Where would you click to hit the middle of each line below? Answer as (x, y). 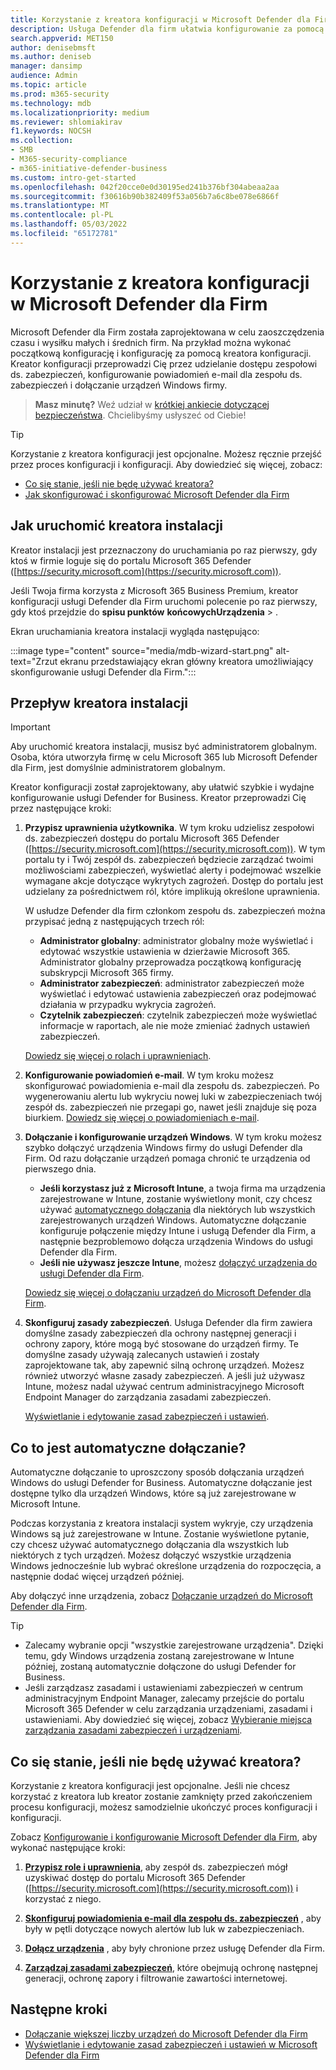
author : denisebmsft (53, 47)
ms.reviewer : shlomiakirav (66, 122)
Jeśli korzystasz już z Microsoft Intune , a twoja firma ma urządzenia (182, 1188)
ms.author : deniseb (51, 57)
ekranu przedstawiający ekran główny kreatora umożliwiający (186, 661)
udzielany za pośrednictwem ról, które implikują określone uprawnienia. (172, 892)
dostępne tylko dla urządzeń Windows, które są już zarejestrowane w (153, 1493)
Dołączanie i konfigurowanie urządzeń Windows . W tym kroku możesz (173, 1137)
